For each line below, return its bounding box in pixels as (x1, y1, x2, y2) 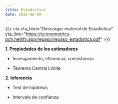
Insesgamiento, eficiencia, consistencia (12, 55, 94, 61)
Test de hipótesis (12, 84, 48, 90)
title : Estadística (5, 7, 46, 12)
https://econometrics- (25, 31, 71, 37)
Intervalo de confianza (12, 94, 59, 100)
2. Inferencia (5, 75, 32, 81)
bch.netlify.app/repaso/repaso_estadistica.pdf (5, 36, 100, 42)
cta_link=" (5, 31, 26, 37)
